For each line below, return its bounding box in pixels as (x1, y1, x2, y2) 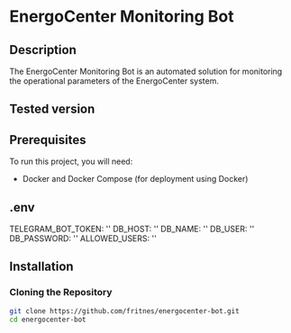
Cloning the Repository (9, 286, 113, 299)
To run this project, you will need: (9, 156, 133, 167)
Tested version (9, 102, 95, 117)
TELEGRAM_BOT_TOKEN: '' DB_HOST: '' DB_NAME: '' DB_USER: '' (9, 223, 255, 235)
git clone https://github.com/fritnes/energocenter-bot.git (9, 306, 241, 316)
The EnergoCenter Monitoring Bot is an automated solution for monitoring (9, 66, 283, 76)
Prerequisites (9, 132, 86, 148)
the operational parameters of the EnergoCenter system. (9, 76, 219, 86)
